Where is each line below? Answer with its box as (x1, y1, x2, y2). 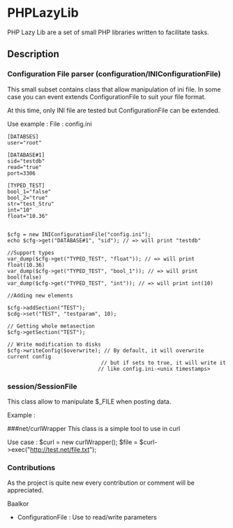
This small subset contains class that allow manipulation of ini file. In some (7, 85, 221, 94)
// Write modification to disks (7, 341, 101, 348)
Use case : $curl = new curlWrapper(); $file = (7, 438, 138, 446)
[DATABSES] (7, 133, 39, 140)
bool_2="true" (7, 194, 49, 201)
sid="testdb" (7, 157, 45, 165)
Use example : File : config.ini (7, 119, 92, 128)
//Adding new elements (7, 292, 73, 299)
